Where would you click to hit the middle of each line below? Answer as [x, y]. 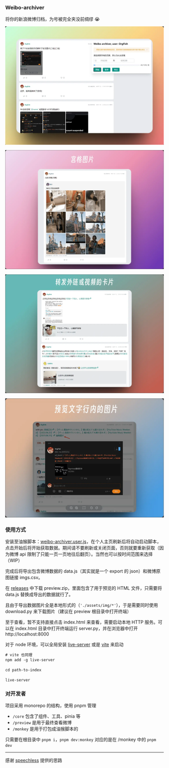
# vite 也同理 [19, 655]
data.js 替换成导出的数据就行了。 [39, 595]
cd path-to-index [23, 670]
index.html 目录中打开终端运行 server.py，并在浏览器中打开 [76, 629]
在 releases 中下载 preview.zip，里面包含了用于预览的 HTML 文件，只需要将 [84, 588]
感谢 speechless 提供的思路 [34, 760]
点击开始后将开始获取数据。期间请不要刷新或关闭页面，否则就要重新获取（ [82, 548]
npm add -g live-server [30, 660]
